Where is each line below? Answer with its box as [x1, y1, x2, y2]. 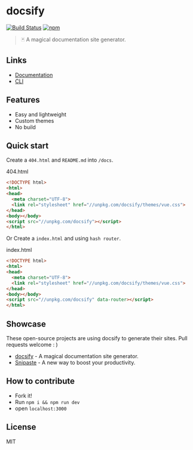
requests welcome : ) [6, 341, 58, 348]
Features [6, 95, 40, 105]
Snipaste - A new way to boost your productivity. [14, 359, 136, 366]
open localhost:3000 [14, 405, 67, 412]
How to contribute [6, 376, 75, 386]
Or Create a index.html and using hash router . [6, 235, 121, 242]
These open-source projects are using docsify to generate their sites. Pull [6, 334, 188, 341]
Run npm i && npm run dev [14, 398, 80, 405]
